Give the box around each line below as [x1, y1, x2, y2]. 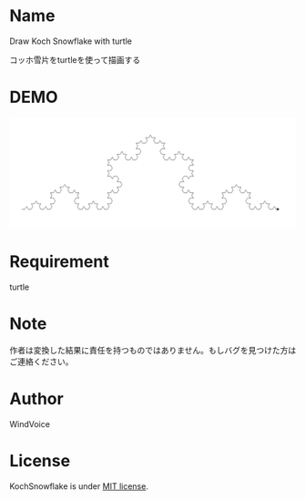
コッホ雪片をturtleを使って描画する [9, 54, 141, 65]
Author [9, 388, 64, 409]
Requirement [9, 251, 109, 271]
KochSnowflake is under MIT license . [9, 480, 148, 492]
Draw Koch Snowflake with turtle [9, 36, 132, 46]
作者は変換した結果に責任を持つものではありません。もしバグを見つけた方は [9, 344, 297, 355]
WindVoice [9, 418, 50, 429]
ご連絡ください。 [9, 356, 74, 367]
